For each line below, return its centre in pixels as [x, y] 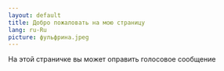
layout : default [34, 15]
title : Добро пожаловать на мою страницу [77, 23]
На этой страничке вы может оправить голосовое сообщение [112, 59]
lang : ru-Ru [27, 30]
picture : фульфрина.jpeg [49, 37]
